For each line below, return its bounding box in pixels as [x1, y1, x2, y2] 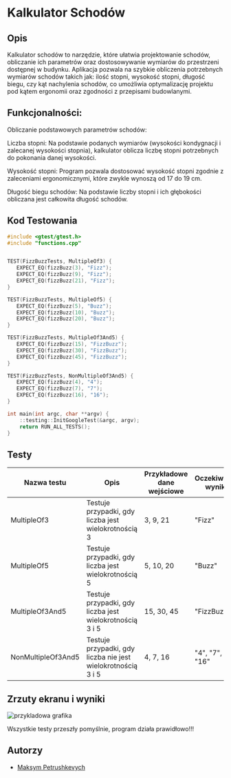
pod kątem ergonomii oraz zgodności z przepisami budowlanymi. [7, 88, 192, 95]
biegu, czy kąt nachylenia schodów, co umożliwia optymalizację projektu [7, 80, 213, 88]
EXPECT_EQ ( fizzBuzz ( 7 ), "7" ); [16, 385, 103, 392]
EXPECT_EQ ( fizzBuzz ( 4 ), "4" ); [16, 379, 103, 386]
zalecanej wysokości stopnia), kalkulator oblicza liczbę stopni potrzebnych [7, 146, 219, 154]
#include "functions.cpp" [7, 239, 81, 246]
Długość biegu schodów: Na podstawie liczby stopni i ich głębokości [7, 188, 201, 196]
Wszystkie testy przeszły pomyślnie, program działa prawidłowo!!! [7, 725, 195, 732]
